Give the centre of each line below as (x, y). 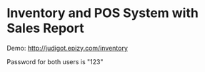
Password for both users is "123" (55, 61)
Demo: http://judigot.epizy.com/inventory (67, 48)
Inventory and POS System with (103, 13)
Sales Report (45, 28)
